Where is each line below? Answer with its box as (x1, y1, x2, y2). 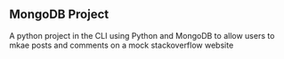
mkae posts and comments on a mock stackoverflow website (9, 40, 234, 50)
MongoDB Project (9, 7, 110, 22)
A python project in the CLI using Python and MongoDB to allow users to (9, 30, 275, 41)
